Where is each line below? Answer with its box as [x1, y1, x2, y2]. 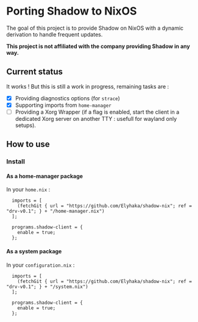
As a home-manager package [6, 172, 83, 180]
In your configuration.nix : [6, 261, 75, 269]
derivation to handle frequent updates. [6, 30, 103, 38]
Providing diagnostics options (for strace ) [15, 94, 121, 101]
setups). [15, 122, 37, 129]
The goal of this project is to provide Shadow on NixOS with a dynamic [6, 24, 184, 32]
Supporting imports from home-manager [15, 101, 111, 109]
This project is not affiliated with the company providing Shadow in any [6, 43, 190, 50]
